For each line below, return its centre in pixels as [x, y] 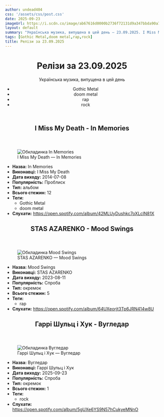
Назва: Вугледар [30, 363]
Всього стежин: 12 [32, 192]
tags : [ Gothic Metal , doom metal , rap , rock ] [49, 37]
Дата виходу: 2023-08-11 [39, 278]
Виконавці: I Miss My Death [41, 172]
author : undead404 [24, 10]
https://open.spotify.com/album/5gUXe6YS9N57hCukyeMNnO [75, 410]
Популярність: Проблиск [39, 182]
